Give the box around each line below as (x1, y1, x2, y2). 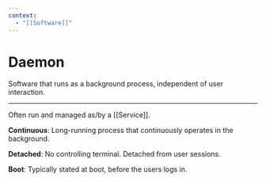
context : (8, 11, 37, 20)
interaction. (8, 88, 46, 97)
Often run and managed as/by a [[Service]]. (8, 110, 150, 119)
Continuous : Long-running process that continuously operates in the (8, 126, 234, 135)
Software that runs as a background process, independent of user (8, 79, 224, 89)
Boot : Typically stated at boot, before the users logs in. (8, 165, 188, 174)
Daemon (8, 53, 65, 71)
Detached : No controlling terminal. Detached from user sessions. (8, 150, 222, 159)
